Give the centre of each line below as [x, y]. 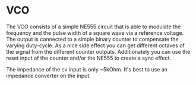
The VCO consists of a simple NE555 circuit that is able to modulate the [94, 27]
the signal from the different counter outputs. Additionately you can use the [98, 51]
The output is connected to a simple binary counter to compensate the [93, 39]
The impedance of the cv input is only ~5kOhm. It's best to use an [87, 69]
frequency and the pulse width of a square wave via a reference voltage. [95, 32]
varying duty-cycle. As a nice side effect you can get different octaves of [96, 45]
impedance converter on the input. [48, 76]
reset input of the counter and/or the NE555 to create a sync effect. [88, 58]
